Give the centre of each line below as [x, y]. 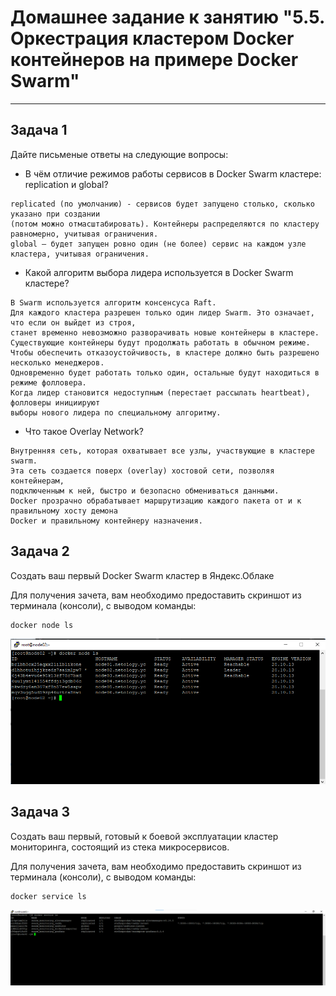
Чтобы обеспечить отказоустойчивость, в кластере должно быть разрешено [165, 352]
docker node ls [42, 625]
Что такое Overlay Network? [84, 431]
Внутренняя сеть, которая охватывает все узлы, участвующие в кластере [162, 451]
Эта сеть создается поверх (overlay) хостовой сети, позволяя [142, 471]
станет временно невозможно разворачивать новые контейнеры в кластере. [165, 332]
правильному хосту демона [64, 511]
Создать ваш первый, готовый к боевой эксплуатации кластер [144, 836]
